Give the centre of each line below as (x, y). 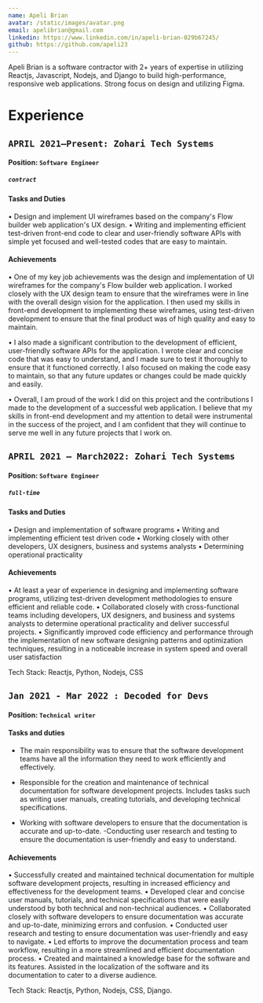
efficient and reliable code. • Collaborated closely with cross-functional (124, 607)
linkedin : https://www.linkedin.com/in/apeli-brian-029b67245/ (114, 37)
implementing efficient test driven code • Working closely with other (119, 538)
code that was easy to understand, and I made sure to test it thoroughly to (128, 360)
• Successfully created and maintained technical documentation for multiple (131, 875)
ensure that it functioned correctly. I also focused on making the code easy (130, 367)
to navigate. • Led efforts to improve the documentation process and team (128, 942)
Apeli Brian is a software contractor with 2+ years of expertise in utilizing (126, 67)
